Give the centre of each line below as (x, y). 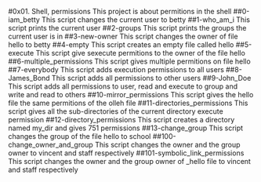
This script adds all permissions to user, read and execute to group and (123, 86)
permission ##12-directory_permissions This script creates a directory (121, 120)
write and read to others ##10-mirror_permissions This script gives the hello (131, 95)
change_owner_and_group (51, 145)
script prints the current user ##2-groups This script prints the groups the (127, 28)
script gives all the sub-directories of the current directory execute (116, 111)
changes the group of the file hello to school (80, 136)
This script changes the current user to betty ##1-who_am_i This (146, 20)
